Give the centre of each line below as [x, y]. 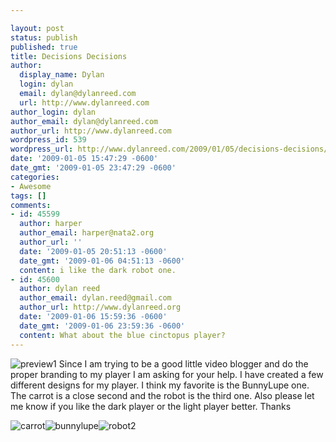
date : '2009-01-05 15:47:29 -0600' [84, 159]
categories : [35, 177]
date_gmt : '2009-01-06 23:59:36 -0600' [102, 326]
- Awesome [31, 186]
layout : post [37, 28]
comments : [31, 205]
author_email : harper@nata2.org [87, 233]
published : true [44, 47]
